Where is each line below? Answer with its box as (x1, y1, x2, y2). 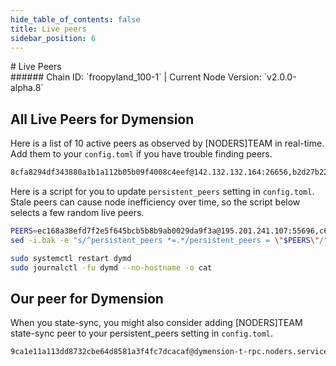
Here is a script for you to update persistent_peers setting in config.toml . (10, 186, 315, 198)
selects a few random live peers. (10, 207, 145, 219)
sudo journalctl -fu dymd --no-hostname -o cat (10, 262, 213, 273)
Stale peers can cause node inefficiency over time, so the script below (10, 196, 301, 208)
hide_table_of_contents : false (10, 14, 141, 25)
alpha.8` (10, 82, 44, 94)
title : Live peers (10, 24, 87, 34)
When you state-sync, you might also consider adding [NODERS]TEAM (10, 317, 303, 329)
